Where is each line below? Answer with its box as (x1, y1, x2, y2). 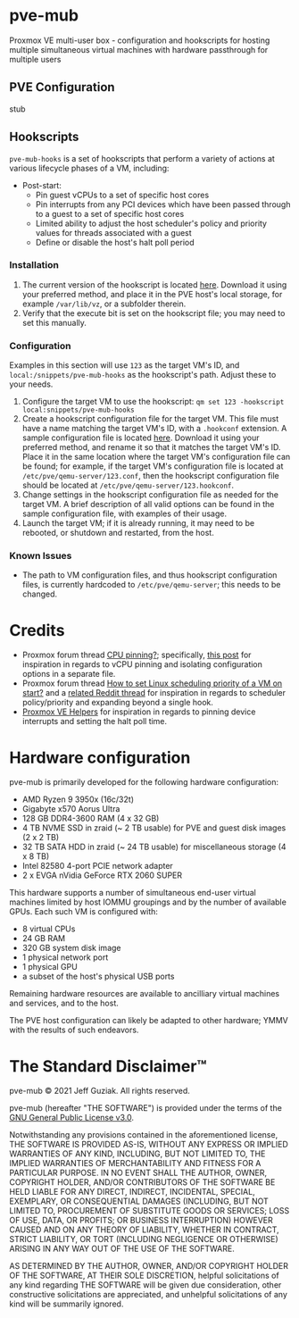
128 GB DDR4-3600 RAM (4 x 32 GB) (21, 813, 160, 824)
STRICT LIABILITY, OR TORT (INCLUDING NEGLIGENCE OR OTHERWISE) (9, 1234, 278, 1245)
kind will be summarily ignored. (9, 1298, 124, 1309)
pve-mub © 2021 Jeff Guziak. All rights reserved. (9, 1086, 190, 1097)
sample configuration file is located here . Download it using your (21, 432, 261, 443)
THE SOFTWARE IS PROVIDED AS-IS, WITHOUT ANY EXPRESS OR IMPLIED (9, 1139, 288, 1150)
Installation (9, 259, 60, 271)
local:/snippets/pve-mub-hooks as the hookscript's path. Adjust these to (9, 370, 277, 380)
